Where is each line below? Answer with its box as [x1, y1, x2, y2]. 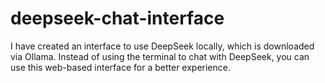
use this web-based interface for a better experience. [10, 61, 231, 73]
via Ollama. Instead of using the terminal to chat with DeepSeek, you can [10, 50, 310, 62]
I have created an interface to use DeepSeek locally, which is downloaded [10, 40, 315, 52]
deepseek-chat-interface [10, 7, 225, 30]
